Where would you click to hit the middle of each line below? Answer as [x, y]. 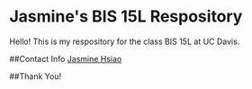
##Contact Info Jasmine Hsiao [66, 58]
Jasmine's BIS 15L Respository [126, 17]
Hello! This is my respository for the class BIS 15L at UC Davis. [125, 41]
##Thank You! [35, 76]
